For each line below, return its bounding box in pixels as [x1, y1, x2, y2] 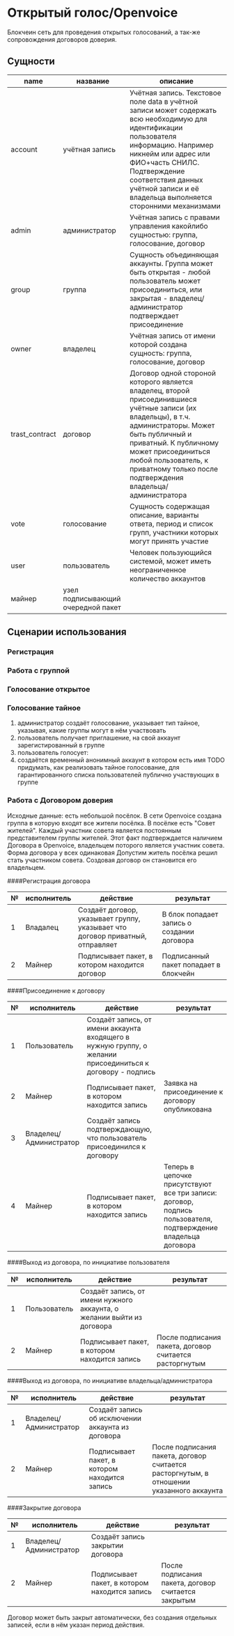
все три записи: [163, 1187, 217, 1197]
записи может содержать [130, 105, 217, 115]
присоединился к [86, 1142, 146, 1151]
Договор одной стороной [130, 368, 216, 377]
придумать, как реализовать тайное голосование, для [17, 763, 180, 772]
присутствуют [163, 1179, 212, 1189]
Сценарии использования [7, 626, 127, 638]
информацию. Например [130, 140, 214, 150]
